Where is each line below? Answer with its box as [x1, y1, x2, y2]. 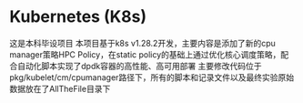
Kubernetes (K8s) [9, 6, 147, 27]
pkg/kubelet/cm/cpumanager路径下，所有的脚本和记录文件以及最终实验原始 [9, 71, 294, 83]
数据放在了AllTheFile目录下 [9, 83, 111, 94]
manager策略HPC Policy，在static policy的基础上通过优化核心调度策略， [9, 48, 281, 60]
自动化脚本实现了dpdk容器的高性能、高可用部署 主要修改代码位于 [16, 60, 262, 71]
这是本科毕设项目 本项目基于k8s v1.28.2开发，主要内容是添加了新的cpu [9, 37, 276, 48]
